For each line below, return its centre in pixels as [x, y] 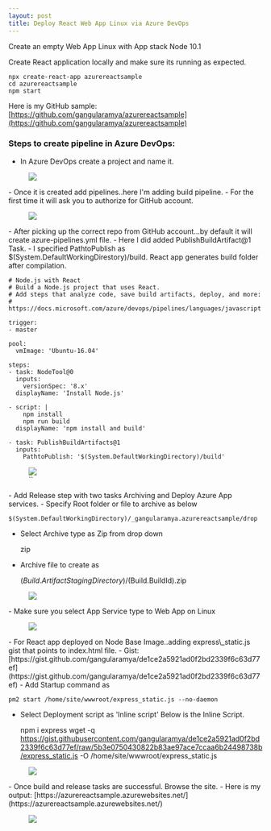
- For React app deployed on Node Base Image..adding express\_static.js [129, 642]
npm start [25, 91]
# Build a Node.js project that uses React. [84, 287]
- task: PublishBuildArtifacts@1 [65, 443]
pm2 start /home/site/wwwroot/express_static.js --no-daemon [113, 699]
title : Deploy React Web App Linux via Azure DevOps [99, 23]
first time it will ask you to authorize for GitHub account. [101, 200]
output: [20, 795]
